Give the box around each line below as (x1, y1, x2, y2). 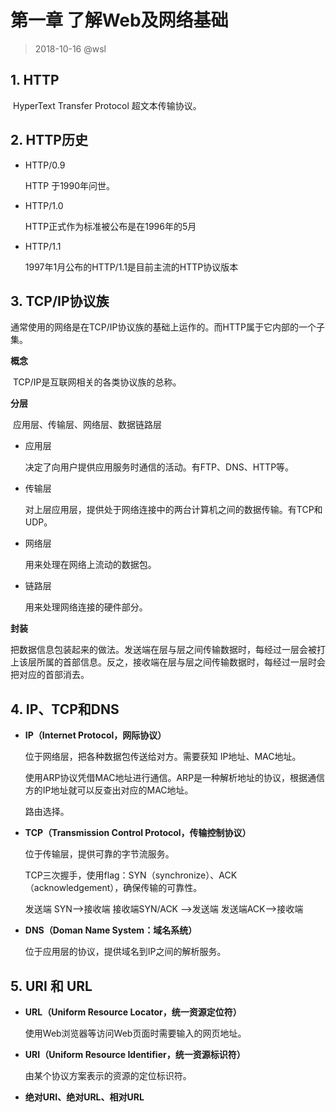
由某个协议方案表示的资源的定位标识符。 (24, 1070, 192, 1081)
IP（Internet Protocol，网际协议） (24, 729, 167, 741)
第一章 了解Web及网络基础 (10, 9, 229, 32)
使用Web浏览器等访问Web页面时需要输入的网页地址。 (24, 1027, 247, 1039)
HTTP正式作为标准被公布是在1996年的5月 (24, 220, 197, 232)
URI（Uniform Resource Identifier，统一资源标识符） (24, 1049, 246, 1060)
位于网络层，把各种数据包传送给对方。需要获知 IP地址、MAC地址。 (24, 751, 302, 763)
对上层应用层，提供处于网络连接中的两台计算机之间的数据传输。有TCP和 (24, 504, 323, 516)
